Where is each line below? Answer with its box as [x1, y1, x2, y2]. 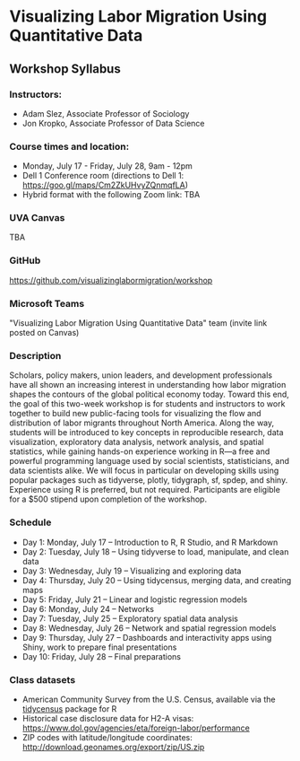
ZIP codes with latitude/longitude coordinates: [21, 731, 193, 742]
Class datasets [9, 673, 76, 686]
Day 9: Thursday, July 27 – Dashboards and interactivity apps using [21, 632, 272, 643]
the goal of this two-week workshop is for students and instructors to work [9, 398, 286, 409]
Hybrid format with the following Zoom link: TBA [21, 189, 201, 200]
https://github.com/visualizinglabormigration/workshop [9, 275, 213, 285]
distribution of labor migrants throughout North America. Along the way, [9, 417, 275, 428]
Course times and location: [9, 140, 130, 153]
